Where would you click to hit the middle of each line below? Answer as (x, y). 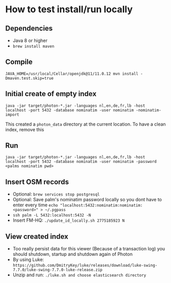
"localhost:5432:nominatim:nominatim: (101, 205)
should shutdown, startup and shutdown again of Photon (73, 254)
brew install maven (34, 46)
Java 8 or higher (30, 40)
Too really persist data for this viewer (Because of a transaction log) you (89, 249)
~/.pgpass (56, 210)
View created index (37, 236)
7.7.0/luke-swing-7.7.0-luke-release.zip (57, 270)
